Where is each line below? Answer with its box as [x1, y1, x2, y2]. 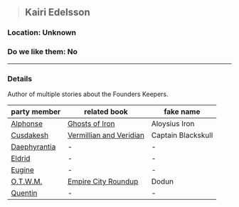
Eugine [11, 164, 34, 174]
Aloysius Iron [151, 118, 195, 128]
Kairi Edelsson [24, 6, 90, 18]
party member [11, 107, 61, 117]
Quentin [11, 188, 38, 198]
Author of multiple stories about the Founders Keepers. [7, 90, 169, 98]
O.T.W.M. [11, 176, 43, 186]
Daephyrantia [11, 142, 56, 152]
